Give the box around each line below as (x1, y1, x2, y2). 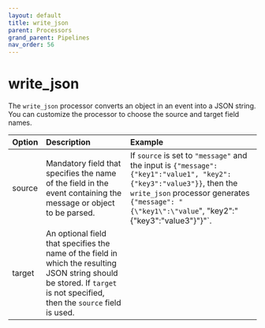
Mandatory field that (46, 158, 121, 169)
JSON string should (46, 268, 118, 279)
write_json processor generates (129, 187, 250, 198)
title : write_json (8, 19, 69, 27)
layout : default (8, 11, 62, 20)
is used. (46, 307, 75, 319)
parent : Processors (8, 26, 73, 34)
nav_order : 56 (8, 41, 55, 49)
